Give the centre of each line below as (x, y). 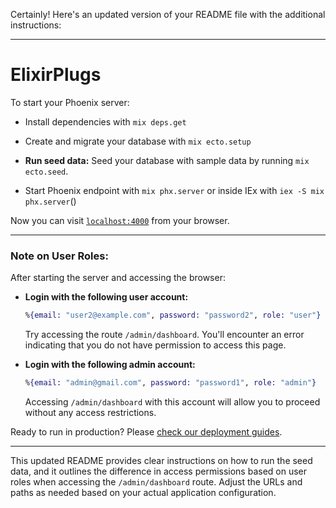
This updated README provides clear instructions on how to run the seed (161, 460)
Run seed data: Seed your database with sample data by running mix (167, 160)
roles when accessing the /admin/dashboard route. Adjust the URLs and (156, 481)
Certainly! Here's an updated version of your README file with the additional (168, 14)
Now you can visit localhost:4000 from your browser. (120, 220)
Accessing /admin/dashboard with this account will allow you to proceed (172, 401)
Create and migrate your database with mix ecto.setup (138, 141)
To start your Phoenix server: (70, 102)
